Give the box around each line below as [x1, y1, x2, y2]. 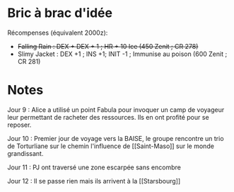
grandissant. [7, 149, 44, 157]
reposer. [7, 120, 32, 129]
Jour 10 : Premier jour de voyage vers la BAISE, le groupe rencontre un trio [7, 134, 224, 142]
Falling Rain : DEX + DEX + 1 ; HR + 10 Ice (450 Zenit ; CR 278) [17, 42, 199, 50]
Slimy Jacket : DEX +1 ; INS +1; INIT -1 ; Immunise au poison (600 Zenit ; [17, 50, 228, 58]
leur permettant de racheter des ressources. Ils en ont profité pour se [7, 113, 210, 121]
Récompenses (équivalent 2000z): [7, 28, 108, 37]
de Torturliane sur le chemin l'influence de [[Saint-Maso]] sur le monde [7, 142, 214, 150]
